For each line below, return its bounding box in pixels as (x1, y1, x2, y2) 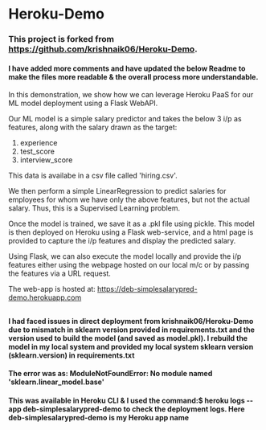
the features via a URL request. (8, 268, 111, 278)
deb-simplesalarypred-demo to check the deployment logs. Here (23, 403, 245, 414)
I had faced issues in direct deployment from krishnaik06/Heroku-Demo (8, 316, 254, 326)
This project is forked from (8, 34, 115, 45)
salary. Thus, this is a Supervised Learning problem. (8, 203, 181, 213)
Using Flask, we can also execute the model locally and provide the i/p (8, 252, 242, 261)
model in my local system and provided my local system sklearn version (8, 342, 254, 351)
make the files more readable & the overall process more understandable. (8, 72, 259, 81)
